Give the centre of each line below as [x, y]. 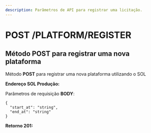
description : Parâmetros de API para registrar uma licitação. [74, 10]
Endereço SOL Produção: [32, 84]
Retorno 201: [19, 125]
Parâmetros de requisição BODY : [40, 93]
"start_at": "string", [34, 107]
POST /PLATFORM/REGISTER [68, 35]
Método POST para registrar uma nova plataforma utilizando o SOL [76, 74]
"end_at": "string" [31, 112]
